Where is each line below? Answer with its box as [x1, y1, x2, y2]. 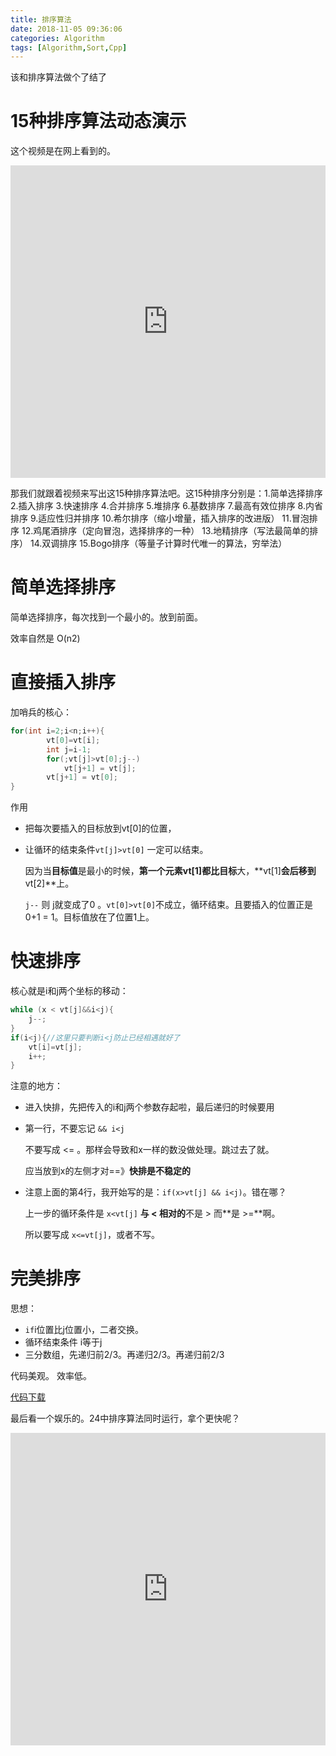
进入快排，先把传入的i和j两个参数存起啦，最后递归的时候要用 [24, 1101, 275, 1113]
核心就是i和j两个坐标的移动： [10, 985, 129, 997]
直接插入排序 [10, 671, 117, 694]
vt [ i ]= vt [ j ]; [28, 1042, 83, 1052]
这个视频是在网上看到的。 [10, 145, 116, 157]
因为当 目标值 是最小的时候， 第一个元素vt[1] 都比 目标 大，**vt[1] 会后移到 [24, 865, 317, 877]
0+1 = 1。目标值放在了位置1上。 [24, 911, 155, 923]
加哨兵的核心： [10, 706, 72, 718]
